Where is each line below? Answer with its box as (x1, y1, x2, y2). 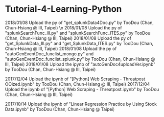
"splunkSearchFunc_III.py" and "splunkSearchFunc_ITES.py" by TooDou (5, 30, 151, 36)
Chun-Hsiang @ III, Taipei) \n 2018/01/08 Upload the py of (5, 24, 122, 30)
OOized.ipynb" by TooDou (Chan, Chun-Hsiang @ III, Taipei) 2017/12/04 (5, 81, 150, 87)
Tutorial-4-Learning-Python (5, 3, 122, 15)
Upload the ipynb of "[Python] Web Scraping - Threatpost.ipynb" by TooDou (5, 86, 159, 92)
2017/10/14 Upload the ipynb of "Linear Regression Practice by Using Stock (5, 101, 157, 107)
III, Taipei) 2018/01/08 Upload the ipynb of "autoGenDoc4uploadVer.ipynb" (5, 61, 156, 67)
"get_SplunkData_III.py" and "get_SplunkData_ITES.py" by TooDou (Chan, (5, 40, 153, 46)
